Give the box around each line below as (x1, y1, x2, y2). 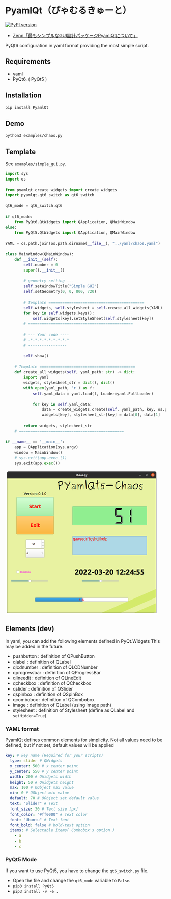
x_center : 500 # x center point (10, 763, 79, 768)
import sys (5, 171, 28, 176)
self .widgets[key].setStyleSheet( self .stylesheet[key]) (32, 316, 154, 321)
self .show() (23, 353, 49, 358)
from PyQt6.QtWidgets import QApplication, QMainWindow (14, 219, 136, 224)
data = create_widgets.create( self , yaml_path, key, (41, 407, 156, 412)
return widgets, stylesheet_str (23, 423, 93, 429)
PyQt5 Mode (5, 856, 37, 863)
